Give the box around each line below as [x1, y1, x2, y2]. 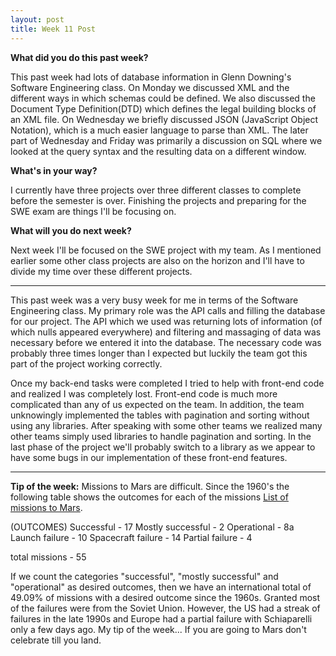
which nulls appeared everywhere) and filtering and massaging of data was [10, 326, 322, 338]
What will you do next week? [10, 224, 132, 236]
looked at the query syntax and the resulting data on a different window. [10, 145, 307, 157]
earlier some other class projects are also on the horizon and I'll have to [10, 254, 305, 266]
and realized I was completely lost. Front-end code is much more [10, 387, 278, 400]
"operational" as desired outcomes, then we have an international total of [10, 581, 312, 593]
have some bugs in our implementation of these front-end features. [10, 451, 288, 463]
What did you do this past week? [10, 51, 149, 63]
